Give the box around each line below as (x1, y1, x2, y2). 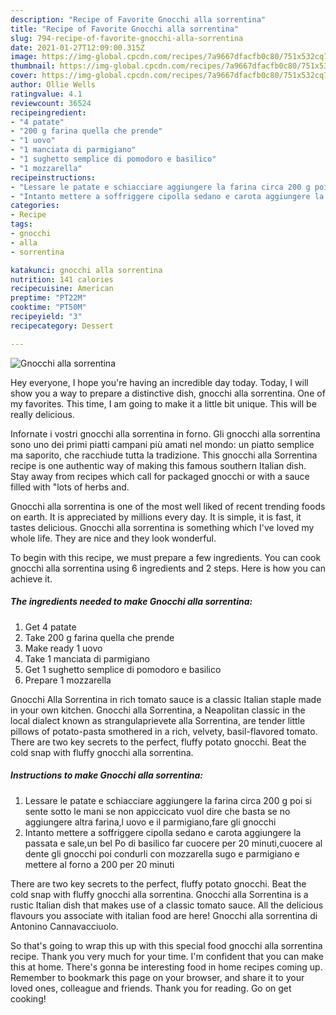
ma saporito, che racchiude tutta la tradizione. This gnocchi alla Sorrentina (10, 449, 318, 461)
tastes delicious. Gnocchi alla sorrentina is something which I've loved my (10, 521, 315, 533)
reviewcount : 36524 (10, 98, 92, 108)
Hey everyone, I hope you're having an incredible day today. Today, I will (10, 376, 309, 388)
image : (10, 52, 38, 62)
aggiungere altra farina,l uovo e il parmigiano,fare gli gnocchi (24, 816, 277, 828)
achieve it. (10, 572, 53, 585)
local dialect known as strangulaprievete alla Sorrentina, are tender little (10, 714, 306, 726)
